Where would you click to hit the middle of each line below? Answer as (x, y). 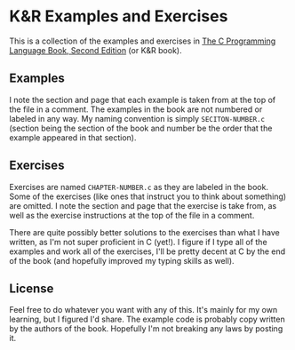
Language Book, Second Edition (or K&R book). (96, 50)
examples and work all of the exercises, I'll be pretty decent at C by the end (147, 251)
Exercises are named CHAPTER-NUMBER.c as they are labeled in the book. (139, 187)
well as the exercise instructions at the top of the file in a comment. (132, 215)
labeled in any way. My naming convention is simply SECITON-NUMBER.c (137, 118)
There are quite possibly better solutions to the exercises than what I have (144, 232)
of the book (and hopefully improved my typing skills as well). (122, 260)
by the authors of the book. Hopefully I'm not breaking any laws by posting (146, 329)
